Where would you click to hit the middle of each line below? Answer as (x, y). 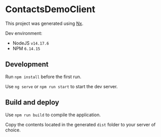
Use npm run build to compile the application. (53, 115)
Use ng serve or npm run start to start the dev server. (62, 86)
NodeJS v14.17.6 (31, 43)
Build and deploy (32, 102)
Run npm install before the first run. (43, 77)
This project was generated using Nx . (44, 23)
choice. (13, 130)
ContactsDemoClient (50, 9)
